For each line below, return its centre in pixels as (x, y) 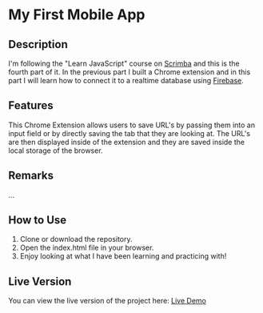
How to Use (38, 221)
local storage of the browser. (56, 150)
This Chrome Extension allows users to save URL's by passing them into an (132, 125)
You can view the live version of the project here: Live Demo (107, 301)
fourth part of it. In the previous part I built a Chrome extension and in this (130, 72)
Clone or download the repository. (76, 239)
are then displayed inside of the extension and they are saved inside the (127, 142)
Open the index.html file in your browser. (87, 248)
